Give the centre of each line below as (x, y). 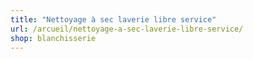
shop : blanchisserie (53, 38)
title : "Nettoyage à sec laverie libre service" (113, 19)
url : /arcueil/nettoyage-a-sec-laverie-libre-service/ (127, 29)
